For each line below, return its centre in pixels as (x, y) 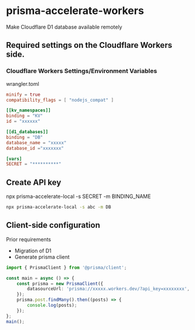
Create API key (34, 182)
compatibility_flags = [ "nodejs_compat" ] (60, 100)
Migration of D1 (33, 251)
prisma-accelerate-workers (75, 11)
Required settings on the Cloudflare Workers (89, 45)
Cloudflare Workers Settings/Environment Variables (82, 71)
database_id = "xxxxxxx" (35, 148)
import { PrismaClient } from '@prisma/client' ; (66, 268)
